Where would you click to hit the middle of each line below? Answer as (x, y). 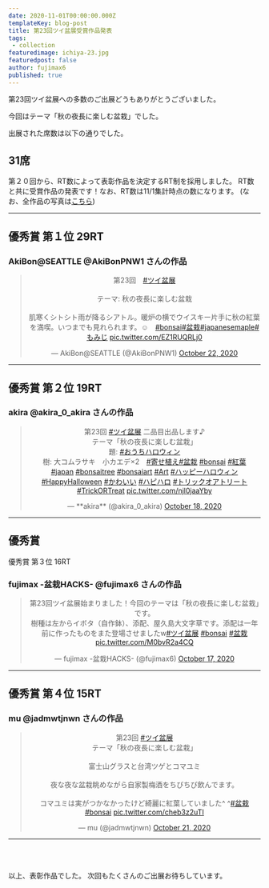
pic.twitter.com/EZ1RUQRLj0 (156, 338)
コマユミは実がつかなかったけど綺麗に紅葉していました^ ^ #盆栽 (145, 803)
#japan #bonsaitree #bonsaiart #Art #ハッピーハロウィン (145, 471)
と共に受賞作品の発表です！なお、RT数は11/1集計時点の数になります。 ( (125, 191)
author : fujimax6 (37, 68)
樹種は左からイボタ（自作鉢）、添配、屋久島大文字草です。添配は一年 (145, 623)
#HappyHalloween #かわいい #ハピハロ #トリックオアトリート (145, 482)
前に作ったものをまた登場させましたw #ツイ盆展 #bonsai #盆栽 (145, 633)
